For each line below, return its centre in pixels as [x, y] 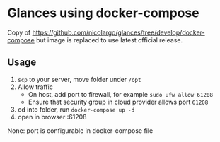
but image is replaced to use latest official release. [109, 40]
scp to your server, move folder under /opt [79, 79]
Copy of [19, 32]
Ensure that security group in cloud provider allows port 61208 [118, 102]
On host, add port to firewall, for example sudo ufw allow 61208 [121, 94]
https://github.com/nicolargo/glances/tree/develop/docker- [118, 32]
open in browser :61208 [52, 117]
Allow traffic [35, 87]
